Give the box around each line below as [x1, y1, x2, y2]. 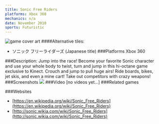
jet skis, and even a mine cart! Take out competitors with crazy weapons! [5, 74, 151, 79]
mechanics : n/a [5, 16, 36, 21]
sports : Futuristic [5, 25, 45, 30]
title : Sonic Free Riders [5, 7, 57, 12]
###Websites [5, 89, 32, 94]
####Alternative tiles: [41, 38, 85, 44]
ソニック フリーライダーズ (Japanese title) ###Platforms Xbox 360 [12, 48, 145, 54]
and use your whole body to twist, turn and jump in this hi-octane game [5, 63, 148, 69]
